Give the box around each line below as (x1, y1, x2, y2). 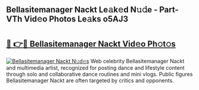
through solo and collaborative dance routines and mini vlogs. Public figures (6, 71, 193, 77)
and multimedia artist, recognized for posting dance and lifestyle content (6, 64, 185, 71)
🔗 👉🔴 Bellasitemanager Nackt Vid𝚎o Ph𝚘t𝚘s (6, 39, 176, 49)
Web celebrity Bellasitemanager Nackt (90, 58, 185, 64)
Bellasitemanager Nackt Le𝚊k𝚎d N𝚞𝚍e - (6, 5, 158, 15)
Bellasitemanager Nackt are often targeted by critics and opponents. (6, 77, 174, 84)
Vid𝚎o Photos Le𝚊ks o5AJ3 (23, 14, 129, 24)
